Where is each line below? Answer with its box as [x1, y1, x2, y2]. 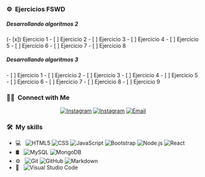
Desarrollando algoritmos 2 [6, 20, 79, 28]
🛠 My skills [6, 123, 43, 132]
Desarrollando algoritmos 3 [6, 56, 79, 63]
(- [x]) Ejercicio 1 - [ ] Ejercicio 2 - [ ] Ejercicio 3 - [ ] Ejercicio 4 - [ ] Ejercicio [6, 36, 199, 43]
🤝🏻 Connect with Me [6, 93, 70, 102]
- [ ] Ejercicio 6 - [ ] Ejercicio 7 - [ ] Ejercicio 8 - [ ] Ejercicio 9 [6, 78, 161, 85]
